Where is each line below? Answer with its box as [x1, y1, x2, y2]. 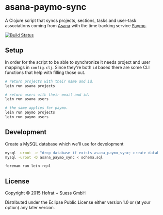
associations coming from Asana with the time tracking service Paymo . [5, 22, 147, 28]
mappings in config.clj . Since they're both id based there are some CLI [5, 64, 150, 70]
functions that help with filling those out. [5, 70, 86, 75]
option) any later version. [5, 205, 55, 211]
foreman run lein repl [5, 163, 51, 169]
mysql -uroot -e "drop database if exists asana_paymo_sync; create [5, 150, 147, 155]
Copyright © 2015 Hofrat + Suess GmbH [5, 190, 86, 196]
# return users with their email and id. [5, 92, 90, 97]
